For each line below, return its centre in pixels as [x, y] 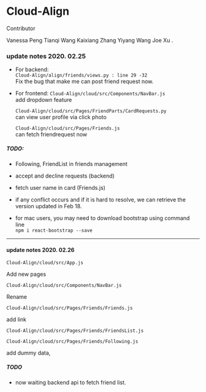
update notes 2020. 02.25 [46, 56]
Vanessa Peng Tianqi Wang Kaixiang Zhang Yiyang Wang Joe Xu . [90, 40]
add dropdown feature [44, 100]
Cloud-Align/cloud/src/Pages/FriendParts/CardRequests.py [91, 111]
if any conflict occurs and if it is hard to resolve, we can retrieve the [100, 200]
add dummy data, [29, 353]
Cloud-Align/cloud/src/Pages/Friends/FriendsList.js [75, 331]
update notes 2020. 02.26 [40, 249]
